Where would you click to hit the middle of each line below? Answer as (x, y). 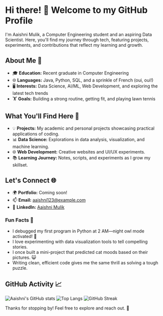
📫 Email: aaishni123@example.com (49, 200)
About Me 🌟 (24, 61)
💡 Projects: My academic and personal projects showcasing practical (83, 128)
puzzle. (20, 268)
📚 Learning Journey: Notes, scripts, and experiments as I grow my (81, 158)
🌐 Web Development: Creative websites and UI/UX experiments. (79, 152)
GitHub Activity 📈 (33, 284)
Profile (19, 21)
